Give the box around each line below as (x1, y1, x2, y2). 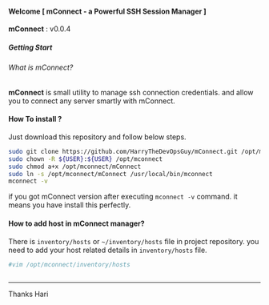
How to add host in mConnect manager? (8, 219, 146, 228)
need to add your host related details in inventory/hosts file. (8, 245, 207, 255)
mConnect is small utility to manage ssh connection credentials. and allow (8, 87, 254, 97)
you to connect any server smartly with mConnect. (8, 96, 176, 106)
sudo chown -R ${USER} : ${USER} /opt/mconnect (8, 155, 163, 163)
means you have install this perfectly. (8, 200, 131, 210)
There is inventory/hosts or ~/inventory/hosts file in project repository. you (8, 236, 259, 246)
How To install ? (8, 114, 62, 124)
